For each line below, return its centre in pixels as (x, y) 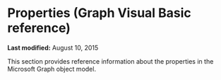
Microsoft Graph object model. (52, 69)
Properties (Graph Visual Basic (100, 13)
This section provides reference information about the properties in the (110, 61)
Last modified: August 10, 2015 (53, 47)
